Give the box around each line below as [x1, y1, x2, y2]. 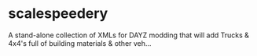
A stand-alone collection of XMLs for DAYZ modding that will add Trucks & [8, 30, 250, 40]
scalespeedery [8, 5, 108, 23]
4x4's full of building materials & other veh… [8, 38, 152, 47]
